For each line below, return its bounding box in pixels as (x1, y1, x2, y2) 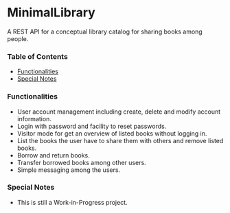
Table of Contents (7, 51, 69, 61)
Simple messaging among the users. (16, 166, 121, 174)
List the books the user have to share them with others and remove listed (16, 136, 224, 145)
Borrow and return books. (16, 151, 91, 159)
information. (16, 114, 51, 123)
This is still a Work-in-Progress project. (16, 198, 128, 206)
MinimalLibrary (7, 5, 96, 21)
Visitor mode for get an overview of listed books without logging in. (16, 129, 207, 138)
